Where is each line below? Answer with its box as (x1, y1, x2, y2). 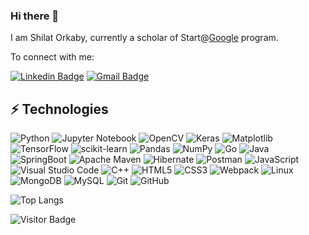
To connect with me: (10, 51, 95, 63)
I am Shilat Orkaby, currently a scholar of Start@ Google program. (10, 32, 279, 44)
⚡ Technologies (10, 100, 109, 118)
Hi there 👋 (10, 9, 60, 23)
